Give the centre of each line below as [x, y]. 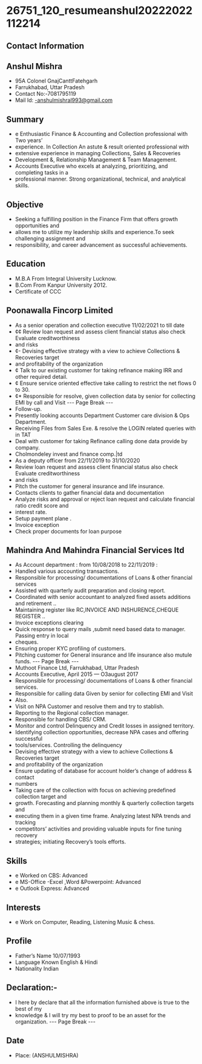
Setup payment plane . [43, 518]
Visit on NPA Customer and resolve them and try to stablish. [90, 706]
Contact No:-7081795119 [46, 94]
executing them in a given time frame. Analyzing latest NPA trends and [103, 816]
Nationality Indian [37, 968]
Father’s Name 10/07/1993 [47, 955]
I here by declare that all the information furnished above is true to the [102, 1002]
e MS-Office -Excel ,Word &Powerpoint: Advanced [78, 882]
